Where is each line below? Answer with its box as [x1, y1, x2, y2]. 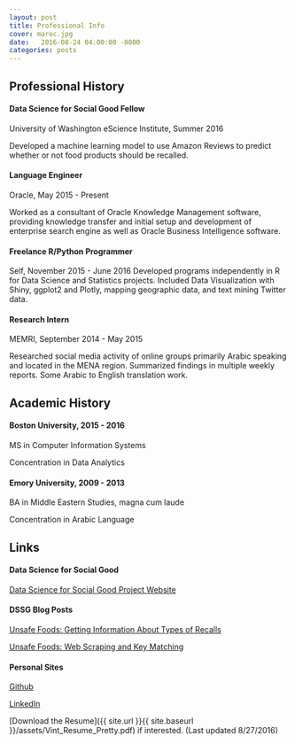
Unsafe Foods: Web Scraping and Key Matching [9, 641, 184, 652]
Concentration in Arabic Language [9, 515, 135, 525]
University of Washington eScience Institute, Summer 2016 [9, 123, 224, 134]
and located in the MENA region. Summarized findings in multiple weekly [9, 360, 276, 371]
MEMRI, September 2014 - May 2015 [9, 334, 144, 345]
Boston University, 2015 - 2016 [9, 420, 126, 430]
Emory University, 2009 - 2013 [9, 477, 126, 488]
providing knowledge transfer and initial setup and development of [9, 216, 252, 227]
